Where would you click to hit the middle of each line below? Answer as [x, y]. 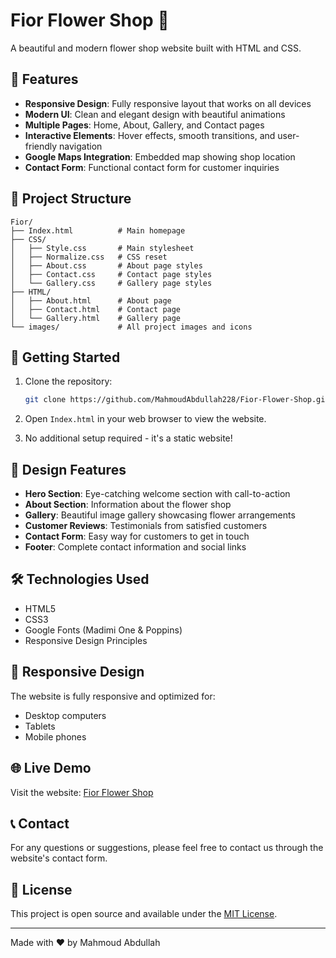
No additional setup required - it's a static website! [128, 438]
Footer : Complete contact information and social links [135, 547]
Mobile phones [55, 736]
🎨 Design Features [68, 469]
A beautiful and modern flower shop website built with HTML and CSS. [156, 48]
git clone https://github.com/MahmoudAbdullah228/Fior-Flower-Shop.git [177, 400]
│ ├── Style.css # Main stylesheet [102, 248]
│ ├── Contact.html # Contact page [96, 309]
